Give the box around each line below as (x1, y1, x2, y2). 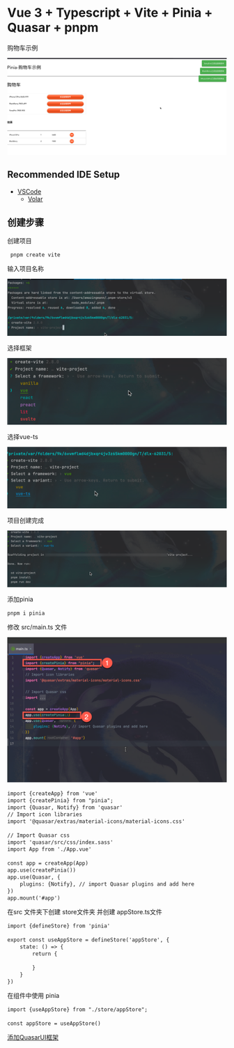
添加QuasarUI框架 (7, 1033, 59, 1041)
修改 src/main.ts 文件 (7, 623, 68, 631)
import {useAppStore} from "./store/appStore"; (7, 1005, 148, 1013)
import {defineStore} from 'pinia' (7, 922, 111, 930)
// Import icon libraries (7, 810, 82, 818)
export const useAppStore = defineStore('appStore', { (7, 936, 170, 943)
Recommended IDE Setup (7, 169, 120, 180)
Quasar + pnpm (7, 20, 99, 36)
